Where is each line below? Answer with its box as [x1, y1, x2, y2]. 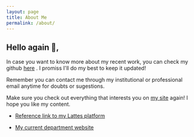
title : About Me [6, 14, 47, 20]
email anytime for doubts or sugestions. [6, 82, 105, 90]
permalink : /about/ [6, 20, 55, 26]
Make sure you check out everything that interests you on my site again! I [6, 94, 189, 102]
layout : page [6, 8, 39, 15]
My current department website [14, 124, 94, 131]
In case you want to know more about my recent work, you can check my [6, 58, 189, 65]
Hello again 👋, [6, 42, 59, 52]
